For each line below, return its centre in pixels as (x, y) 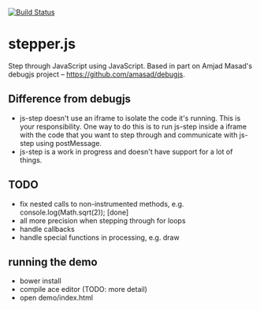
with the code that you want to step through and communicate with (128, 135)
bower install (40, 281)
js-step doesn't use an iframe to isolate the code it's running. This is (130, 118)
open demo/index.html (56, 298)
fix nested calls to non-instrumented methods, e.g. (102, 204)
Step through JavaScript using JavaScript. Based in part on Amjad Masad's (130, 65)
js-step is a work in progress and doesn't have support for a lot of (126, 151)
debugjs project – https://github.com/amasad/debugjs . (97, 74)
